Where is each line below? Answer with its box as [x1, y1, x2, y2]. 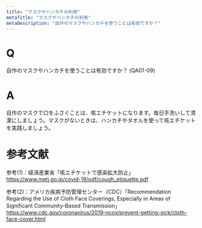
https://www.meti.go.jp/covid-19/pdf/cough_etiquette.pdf [6, 176, 149, 183]
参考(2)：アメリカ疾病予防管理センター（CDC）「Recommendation [6, 188, 171, 195]
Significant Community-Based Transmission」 [6, 202, 121, 209]
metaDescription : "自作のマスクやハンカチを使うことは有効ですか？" [6, 20, 161, 26]
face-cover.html [6, 215, 46, 223]
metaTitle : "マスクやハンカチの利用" [6, 15, 91, 21]
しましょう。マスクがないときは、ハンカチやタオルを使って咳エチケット [16, 117, 196, 124]
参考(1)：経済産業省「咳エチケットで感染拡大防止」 [6, 169, 134, 176]
